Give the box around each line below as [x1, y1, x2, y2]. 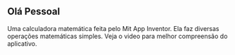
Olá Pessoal [7, 6, 61, 18]
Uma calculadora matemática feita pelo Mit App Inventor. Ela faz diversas [7, 24, 220, 32]
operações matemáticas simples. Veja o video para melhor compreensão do [7, 32, 228, 40]
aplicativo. [7, 39, 37, 48]
